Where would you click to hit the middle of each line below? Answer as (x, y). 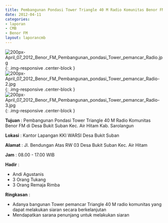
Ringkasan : (18, 194)
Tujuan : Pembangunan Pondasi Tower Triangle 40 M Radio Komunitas (78, 120)
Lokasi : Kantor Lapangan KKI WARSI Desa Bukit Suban (62, 135)
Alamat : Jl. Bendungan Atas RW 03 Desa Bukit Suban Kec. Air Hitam (76, 145)
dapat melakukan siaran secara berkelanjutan (59, 209)
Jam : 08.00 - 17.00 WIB (30, 155)
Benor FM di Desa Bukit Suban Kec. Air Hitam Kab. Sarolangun (69, 125)
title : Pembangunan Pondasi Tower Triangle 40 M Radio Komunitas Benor (81, 10)
